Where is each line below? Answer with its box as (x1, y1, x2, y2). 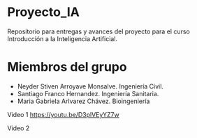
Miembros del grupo (7, 59, 127, 75)
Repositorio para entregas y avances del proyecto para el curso (7, 27, 190, 36)
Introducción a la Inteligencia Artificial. (7, 34, 117, 43)
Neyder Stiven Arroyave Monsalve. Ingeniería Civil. (17, 82, 164, 91)
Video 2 (7, 123, 30, 132)
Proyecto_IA (7, 4, 80, 20)
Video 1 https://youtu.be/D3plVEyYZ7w (7, 110, 120, 118)
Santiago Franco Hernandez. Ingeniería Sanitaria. (17, 89, 159, 98)
